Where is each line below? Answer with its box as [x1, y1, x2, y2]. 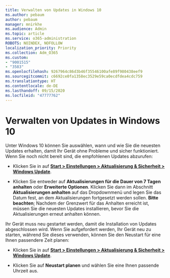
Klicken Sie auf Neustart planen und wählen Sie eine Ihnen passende [12, 262, 159, 268]
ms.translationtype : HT [5, 79, 56, 84]
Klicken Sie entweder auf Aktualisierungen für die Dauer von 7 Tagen [12, 179, 161, 185]
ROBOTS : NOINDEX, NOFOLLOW [5, 41, 63, 46]
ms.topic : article [5, 31, 44, 36]
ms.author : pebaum [5, 12, 44, 17]
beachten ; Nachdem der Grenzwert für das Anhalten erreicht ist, [12, 200, 150, 207]
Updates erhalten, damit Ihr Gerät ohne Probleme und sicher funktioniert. [5, 148, 159, 154]
